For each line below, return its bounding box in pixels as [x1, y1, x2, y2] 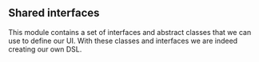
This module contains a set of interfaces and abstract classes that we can [8, 27, 252, 37]
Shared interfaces [8, 6, 100, 20]
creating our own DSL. [8, 44, 82, 54]
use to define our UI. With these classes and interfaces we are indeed [8, 36, 238, 45]
